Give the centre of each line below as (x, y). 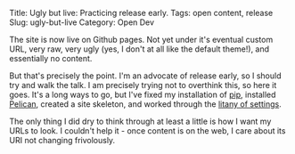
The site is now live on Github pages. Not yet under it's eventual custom (141, 40)
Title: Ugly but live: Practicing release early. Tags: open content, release (141, 13)
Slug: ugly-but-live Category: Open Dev (82, 22)
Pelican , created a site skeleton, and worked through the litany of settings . (146, 104)
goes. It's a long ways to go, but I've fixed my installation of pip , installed (143, 94)
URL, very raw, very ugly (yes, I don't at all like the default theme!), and (139, 49)
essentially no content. (51, 58)
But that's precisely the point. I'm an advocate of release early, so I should (145, 76)
